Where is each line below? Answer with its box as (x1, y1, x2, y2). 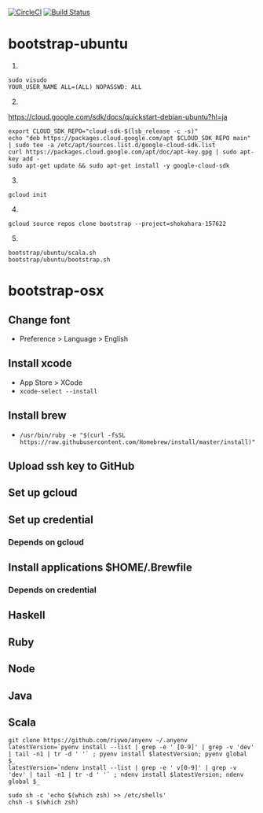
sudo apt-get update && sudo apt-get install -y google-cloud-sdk (8, 161, 230, 169)
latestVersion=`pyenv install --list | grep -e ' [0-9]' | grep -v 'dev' (8, 744, 255, 752)
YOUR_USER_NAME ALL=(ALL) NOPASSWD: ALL (8, 83, 143, 91)
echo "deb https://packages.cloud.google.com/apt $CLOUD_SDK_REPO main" (8, 134, 251, 142)
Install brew (8, 409, 67, 423)
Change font (8, 313, 71, 327)
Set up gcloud (8, 486, 78, 500)
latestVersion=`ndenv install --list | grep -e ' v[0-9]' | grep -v (8, 764, 237, 772)
